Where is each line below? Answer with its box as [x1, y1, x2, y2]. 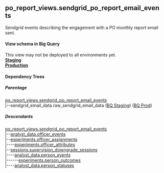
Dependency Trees [5, 74, 45, 79]
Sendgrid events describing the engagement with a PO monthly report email [5, 25, 159, 30]
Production [5, 62, 28, 68]
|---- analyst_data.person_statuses [5, 162, 74, 168]
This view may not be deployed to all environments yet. [5, 52, 117, 58]
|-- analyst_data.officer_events [5, 131, 66, 137]
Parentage [5, 85, 27, 91]
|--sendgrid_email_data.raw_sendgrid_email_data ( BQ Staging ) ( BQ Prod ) [5, 102, 153, 108]
